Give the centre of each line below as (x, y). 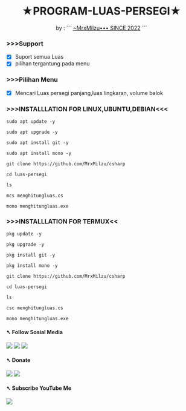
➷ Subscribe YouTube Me (39, 388)
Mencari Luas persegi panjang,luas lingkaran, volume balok (89, 93)
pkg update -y (24, 234)
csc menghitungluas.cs (35, 308)
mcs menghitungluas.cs (35, 196)
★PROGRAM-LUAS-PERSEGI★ (101, 11)
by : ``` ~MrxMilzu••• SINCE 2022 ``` (101, 28)
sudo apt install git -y (37, 143)
